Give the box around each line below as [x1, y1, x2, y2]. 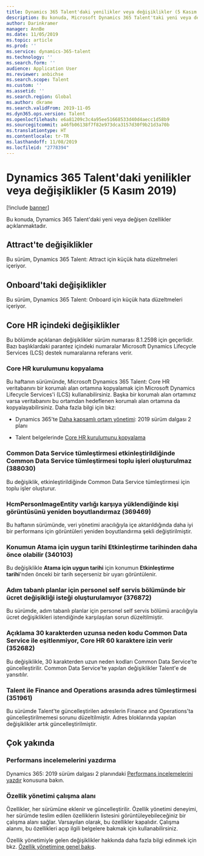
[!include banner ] [6, 204, 50, 211]
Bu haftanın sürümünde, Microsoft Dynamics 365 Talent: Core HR [6, 378, 170, 385]
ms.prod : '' [6, 43, 36, 49]
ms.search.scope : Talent [6, 77, 69, 83]
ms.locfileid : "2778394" [6, 144, 69, 151]
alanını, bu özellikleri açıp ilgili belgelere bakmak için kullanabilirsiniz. [6, 825, 178, 832]
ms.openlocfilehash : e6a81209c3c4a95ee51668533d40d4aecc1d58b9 [6, 116, 170, 122]
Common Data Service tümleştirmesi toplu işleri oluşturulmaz [6, 457, 192, 465]
